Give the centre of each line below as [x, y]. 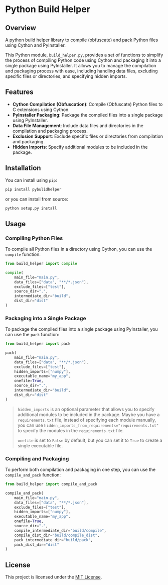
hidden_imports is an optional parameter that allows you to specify [86, 409]
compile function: [23, 254]
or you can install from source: [37, 199]
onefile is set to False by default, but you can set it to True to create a [90, 440]
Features [19, 92]
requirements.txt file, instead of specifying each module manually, [87, 420]
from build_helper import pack [38, 344]
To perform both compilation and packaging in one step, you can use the [80, 470]
